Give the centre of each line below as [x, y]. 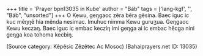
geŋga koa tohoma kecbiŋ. [40, 35]
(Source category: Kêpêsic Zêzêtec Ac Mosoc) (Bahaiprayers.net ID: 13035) [102, 46]
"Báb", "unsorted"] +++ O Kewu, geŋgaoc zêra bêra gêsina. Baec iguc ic [98, 15]
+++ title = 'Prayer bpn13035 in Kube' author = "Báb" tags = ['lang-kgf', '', [99, 9]
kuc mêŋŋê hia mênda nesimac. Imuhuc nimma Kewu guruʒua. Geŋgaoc [98, 22]
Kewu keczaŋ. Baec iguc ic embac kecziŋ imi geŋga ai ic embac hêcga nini [100, 28]
